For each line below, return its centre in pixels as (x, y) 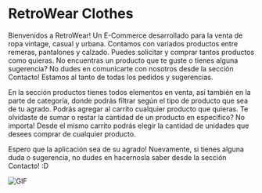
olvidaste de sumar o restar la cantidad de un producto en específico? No (126, 117)
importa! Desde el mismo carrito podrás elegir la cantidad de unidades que (129, 126)
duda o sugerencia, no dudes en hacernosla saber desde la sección (117, 157)
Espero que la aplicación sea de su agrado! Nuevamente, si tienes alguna (126, 149)
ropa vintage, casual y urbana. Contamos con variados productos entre (123, 43)
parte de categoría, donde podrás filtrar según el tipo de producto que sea (128, 100)
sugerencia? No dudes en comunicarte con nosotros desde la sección (121, 68)
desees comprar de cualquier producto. (72, 133)
